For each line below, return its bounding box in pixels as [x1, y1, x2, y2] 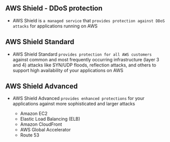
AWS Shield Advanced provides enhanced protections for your [12, 95, 145, 101]
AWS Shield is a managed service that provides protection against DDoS [12, 17, 165, 23]
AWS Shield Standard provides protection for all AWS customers [12, 51, 152, 57]
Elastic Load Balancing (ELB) [20, 116, 80, 122]
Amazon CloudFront [20, 121, 62, 127]
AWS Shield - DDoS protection [5, 4, 103, 13]
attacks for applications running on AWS [12, 23, 98, 29]
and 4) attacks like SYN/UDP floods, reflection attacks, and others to [12, 62, 156, 68]
